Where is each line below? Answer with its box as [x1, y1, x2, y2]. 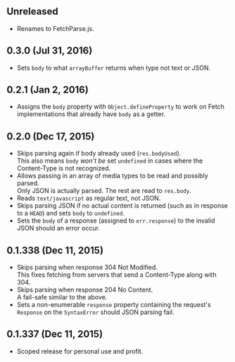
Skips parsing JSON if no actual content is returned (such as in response [16, 201, 228, 210]
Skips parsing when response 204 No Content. [16, 285, 153, 294]
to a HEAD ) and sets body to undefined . [16, 209, 125, 218]
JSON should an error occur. [16, 224, 100, 232]
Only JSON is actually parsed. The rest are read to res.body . [16, 187, 191, 195]
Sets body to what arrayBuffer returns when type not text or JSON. [16, 63, 211, 72]
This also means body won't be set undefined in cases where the [16, 156, 203, 165]
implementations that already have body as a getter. [16, 110, 166, 118]
